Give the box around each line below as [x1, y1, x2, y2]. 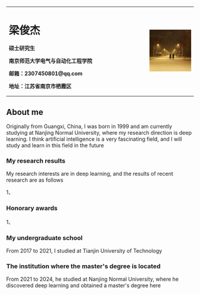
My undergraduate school [6, 234, 83, 242]
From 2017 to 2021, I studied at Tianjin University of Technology [6, 247, 162, 254]
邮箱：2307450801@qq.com [8, 70, 83, 77]
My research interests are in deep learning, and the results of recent [6, 170, 174, 178]
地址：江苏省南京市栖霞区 [8, 82, 71, 89]
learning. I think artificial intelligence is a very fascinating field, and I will [6, 135, 183, 142]
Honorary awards [6, 204, 58, 212]
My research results [6, 156, 65, 164]
